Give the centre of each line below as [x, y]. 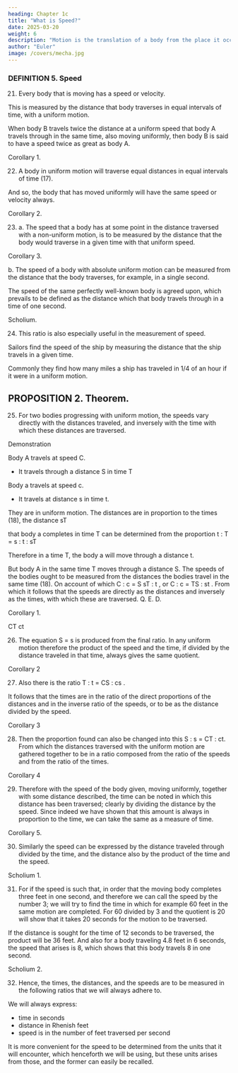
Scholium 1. [25, 875]
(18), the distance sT [38, 520]
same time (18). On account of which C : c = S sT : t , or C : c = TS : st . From [119, 584]
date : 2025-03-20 [34, 27]
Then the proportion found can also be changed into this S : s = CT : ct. [122, 739]
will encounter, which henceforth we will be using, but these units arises [113, 1054]
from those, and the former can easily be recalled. [81, 1061]
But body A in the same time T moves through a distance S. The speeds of [116, 569]
